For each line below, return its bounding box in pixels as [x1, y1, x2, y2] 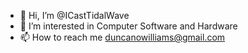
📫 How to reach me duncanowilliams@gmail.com [19, 31, 226, 43]
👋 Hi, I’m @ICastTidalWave [19, 10, 130, 21]
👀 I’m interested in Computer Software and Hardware [19, 20, 238, 32]
